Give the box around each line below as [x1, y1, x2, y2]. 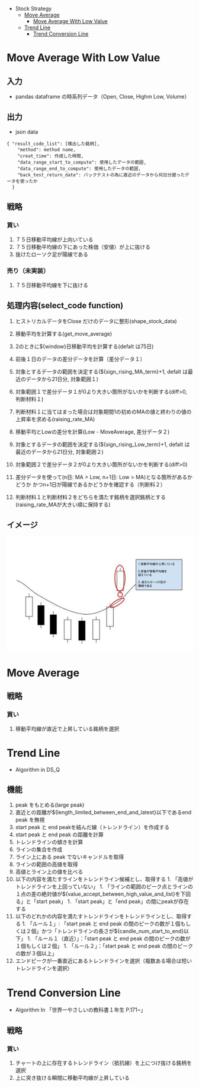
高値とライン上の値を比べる [15, 868, 84, 876]
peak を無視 [15, 816, 45, 823]
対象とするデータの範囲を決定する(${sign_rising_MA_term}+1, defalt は [15, 368, 188, 375]
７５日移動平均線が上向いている [15, 236, 94, 243]
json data [15, 128, 38, 135]
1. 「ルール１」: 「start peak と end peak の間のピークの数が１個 [22, 920, 181, 927]
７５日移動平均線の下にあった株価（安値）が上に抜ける [15, 243, 150, 250]
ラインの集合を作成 [15, 846, 63, 853]
